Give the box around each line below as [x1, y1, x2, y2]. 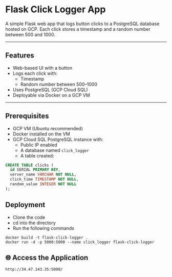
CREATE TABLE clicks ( [5, 163, 54, 168]
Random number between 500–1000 [20, 81, 98, 87]
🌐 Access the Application [5, 253, 89, 262]
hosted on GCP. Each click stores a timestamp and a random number [5, 26, 151, 32]
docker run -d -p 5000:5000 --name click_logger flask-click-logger [5, 240, 155, 245]
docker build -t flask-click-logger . [5, 235, 88, 240]
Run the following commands [12, 225, 74, 231]
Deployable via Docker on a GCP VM [12, 92, 91, 98]
